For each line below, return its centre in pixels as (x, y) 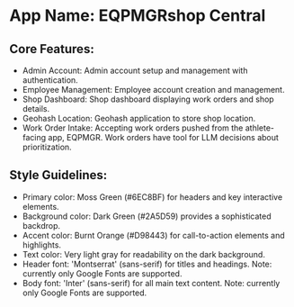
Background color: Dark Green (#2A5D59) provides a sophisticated (147, 216)
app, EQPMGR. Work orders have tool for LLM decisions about (163, 137)
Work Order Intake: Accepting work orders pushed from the (133, 128)
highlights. (41, 245)
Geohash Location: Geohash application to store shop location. (139, 118)
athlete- (260, 128)
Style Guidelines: (58, 175)
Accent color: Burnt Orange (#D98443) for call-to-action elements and (153, 235)
